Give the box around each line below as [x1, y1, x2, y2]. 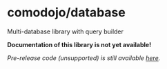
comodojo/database [7, 5, 126, 20]
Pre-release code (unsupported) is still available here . [7, 53, 161, 62]
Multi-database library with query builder [7, 27, 124, 36]
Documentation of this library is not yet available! [7, 40, 152, 49]
